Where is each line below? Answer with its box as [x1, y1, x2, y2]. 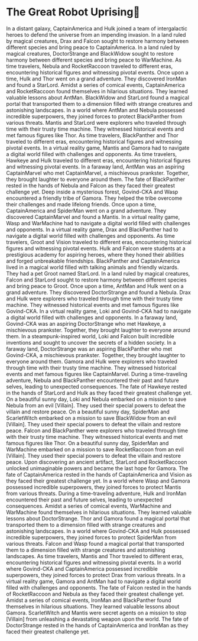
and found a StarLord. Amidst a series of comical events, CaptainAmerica [6, 81, 185, 88]
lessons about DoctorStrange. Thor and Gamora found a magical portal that [6, 514, 190, 522]
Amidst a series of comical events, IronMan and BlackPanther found [6, 597, 171, 604]
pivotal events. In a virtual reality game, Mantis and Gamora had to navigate [6, 144, 190, 151]
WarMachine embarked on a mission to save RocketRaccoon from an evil [6, 446, 184, 453]
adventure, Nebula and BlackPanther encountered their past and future [6, 377, 179, 384]
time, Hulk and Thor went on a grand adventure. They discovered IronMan [6, 75, 187, 82]
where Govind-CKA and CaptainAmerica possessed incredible [6, 565, 158, 572]
